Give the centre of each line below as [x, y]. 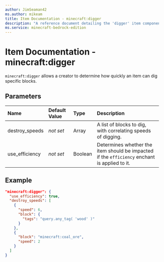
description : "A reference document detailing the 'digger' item [73, 23]
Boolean [82, 153]
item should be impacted [125, 151]
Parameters [23, 97]
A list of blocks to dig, [122, 124]
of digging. [109, 136]
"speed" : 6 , [30, 210]
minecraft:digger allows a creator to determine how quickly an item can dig [81, 76]
